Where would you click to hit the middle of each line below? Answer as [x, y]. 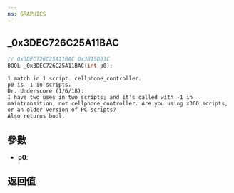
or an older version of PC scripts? [62, 110]
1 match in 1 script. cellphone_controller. [75, 79]
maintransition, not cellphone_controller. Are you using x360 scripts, [118, 104]
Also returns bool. [36, 116]
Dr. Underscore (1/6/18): [46, 91]
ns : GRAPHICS [27, 14]
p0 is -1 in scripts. [40, 85]
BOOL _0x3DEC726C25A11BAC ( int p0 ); [60, 66]
